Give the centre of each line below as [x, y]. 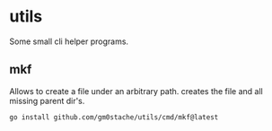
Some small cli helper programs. [69, 41]
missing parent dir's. [47, 100]
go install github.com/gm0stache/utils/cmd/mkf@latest [114, 117]
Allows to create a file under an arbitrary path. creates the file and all [136, 91]
